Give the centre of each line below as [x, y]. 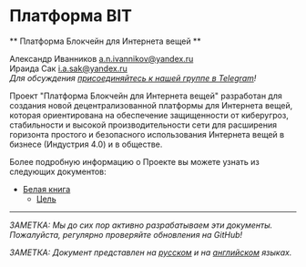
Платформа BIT [71, 16]
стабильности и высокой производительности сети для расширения [143, 125]
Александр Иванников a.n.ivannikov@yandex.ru [102, 58]
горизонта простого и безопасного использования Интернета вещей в [147, 134]
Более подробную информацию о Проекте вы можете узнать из [134, 161]
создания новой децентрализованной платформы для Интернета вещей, [151, 105]
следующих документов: [58, 171]
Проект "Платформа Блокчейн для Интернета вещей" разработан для [146, 96]
